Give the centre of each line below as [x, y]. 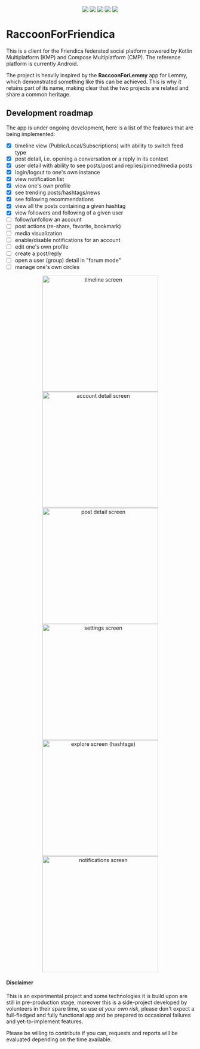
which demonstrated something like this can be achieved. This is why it [94, 81]
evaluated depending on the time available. [59, 1039]
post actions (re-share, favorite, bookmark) [68, 226]
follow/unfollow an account [48, 220]
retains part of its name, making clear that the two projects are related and [98, 88]
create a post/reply [38, 253]
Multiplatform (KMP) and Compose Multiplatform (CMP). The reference [93, 57]
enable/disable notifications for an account [67, 240]
